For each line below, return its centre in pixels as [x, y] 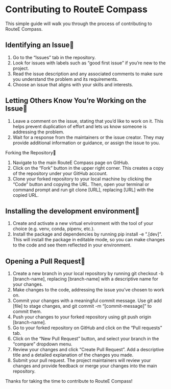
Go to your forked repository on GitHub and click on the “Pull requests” [87, 328]
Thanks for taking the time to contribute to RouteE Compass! [69, 381]
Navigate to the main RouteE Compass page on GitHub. [71, 163]
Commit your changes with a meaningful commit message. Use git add [87, 301]
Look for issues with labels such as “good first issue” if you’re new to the [89, 63]
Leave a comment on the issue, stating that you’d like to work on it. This [88, 121]
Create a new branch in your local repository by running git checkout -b [88, 273]
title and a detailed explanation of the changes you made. [73, 355]
